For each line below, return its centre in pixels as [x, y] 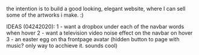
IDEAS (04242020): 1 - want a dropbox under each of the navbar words [95, 27]
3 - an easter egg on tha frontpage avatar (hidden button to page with [93, 39]
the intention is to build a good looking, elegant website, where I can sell [96, 9]
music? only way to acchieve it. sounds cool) [62, 45]
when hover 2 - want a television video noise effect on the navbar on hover [99, 33]
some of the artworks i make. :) [45, 15]
